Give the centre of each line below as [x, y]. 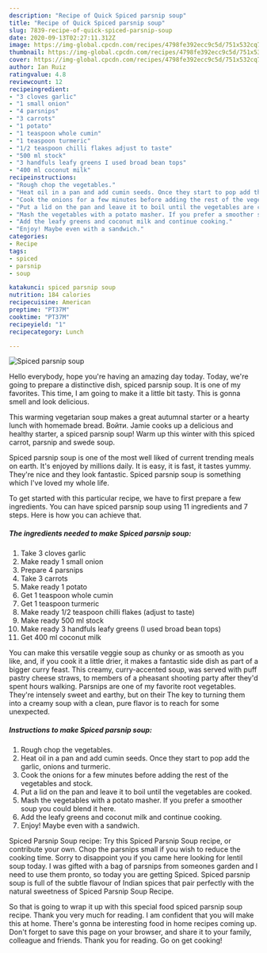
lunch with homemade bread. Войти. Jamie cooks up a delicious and [121, 425]
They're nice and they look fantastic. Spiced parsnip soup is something [125, 475]
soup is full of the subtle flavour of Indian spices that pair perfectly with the [132, 883]
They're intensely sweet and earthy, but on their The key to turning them [127, 695]
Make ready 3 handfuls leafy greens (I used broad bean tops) [120, 629]
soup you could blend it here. [68, 809]
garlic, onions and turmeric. [65, 767]
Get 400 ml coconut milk [61, 638]
